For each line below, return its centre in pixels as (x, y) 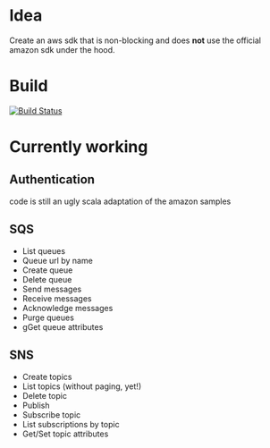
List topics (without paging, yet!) (81, 386)
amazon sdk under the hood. (62, 49)
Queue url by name (58, 260)
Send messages (52, 289)
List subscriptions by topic (71, 424)
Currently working (79, 147)
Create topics (47, 376)
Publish (36, 405)
